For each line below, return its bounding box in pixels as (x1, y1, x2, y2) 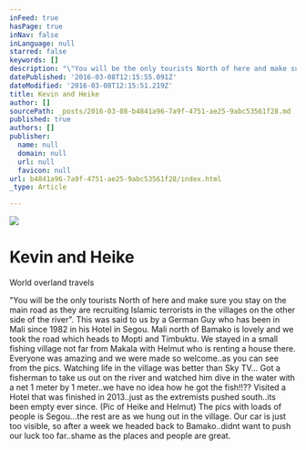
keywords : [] (9, 56, 59, 65)
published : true (9, 115, 71, 124)
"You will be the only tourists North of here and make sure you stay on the (9, 295, 287, 306)
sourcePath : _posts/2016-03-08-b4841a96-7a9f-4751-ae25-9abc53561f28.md (9, 107, 291, 116)
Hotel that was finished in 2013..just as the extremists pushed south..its (9, 392, 276, 403)
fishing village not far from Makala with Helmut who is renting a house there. (9, 343, 296, 354)
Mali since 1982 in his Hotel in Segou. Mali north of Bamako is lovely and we (9, 324, 294, 335)
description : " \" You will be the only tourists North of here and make (9, 65, 287, 74)
